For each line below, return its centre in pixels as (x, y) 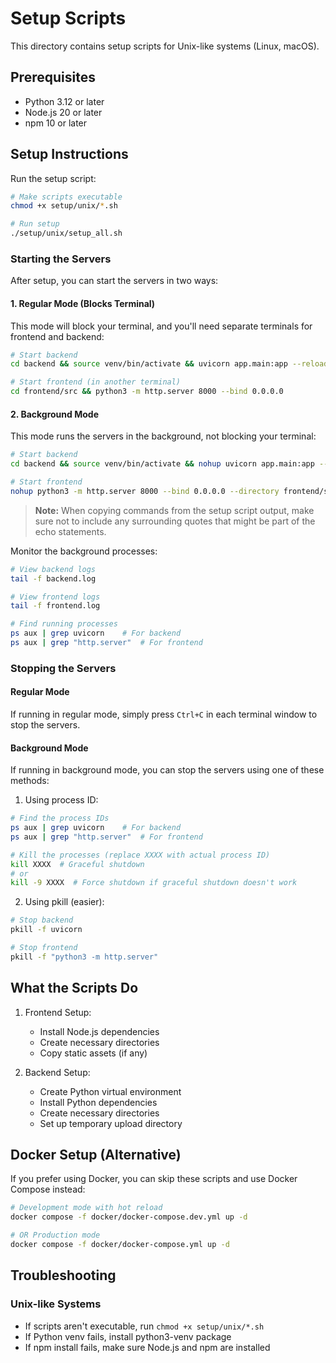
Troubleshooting (63, 1275)
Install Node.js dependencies (99, 1031)
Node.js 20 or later (63, 112)
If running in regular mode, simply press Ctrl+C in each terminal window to (164, 714)
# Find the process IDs (60, 818)
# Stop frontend (44, 948)
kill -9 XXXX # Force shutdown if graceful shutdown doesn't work (154, 883)
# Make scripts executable (66, 197)
